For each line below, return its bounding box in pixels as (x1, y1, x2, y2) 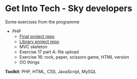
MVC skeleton (19, 44, 48, 49)
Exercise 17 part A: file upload (19, 49, 79, 55)
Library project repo (19, 38, 60, 44)
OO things (19, 59, 40, 65)
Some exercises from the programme (5, 19, 80, 25)
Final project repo (19, 33, 55, 39)
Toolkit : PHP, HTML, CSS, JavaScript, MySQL (5, 68, 97, 74)
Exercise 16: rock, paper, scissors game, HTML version (19, 54, 130, 60)
